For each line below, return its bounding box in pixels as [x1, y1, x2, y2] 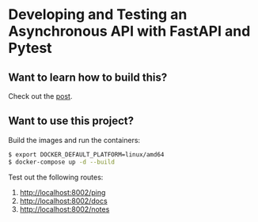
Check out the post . [8, 92, 73, 100]
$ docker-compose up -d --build [8, 158, 115, 166]
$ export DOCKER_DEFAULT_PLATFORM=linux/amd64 [8, 150, 165, 159]
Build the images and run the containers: [8, 135, 141, 145]
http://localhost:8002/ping [19, 187, 106, 197]
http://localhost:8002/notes [19, 204, 110, 214]
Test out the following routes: [8, 172, 104, 182]
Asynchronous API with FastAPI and [8, 22, 251, 40]
